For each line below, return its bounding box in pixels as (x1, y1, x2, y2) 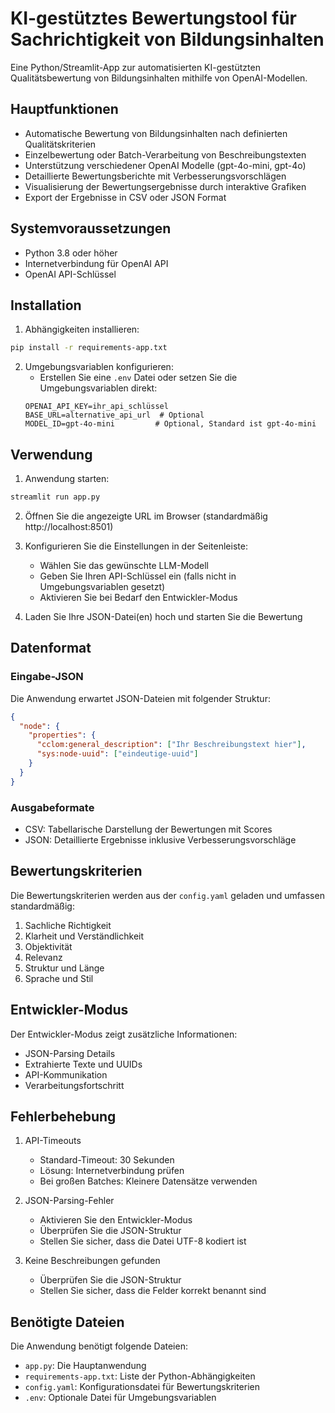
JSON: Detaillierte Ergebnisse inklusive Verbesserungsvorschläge (24, 833, 297, 846)
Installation (10, 297, 82, 314)
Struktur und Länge (24, 962, 105, 974)
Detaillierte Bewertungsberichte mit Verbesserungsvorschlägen (24, 170, 287, 182)
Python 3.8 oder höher (24, 247, 118, 259)
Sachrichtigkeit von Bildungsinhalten (10, 28, 325, 51)
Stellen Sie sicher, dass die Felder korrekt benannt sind (39, 1285, 267, 1297)
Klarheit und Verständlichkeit (24, 930, 145, 942)
